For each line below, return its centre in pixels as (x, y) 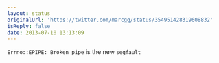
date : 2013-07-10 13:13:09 (46, 33)
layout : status (29, 13)
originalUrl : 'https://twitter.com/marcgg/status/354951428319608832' (110, 20)
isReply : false (29, 26)
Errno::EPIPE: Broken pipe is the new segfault (74, 52)
